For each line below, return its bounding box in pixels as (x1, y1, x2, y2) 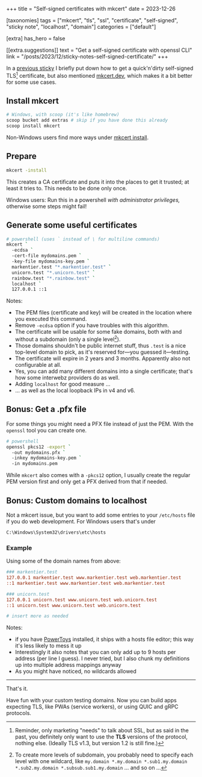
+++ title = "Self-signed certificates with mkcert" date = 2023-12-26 (6, 5, 176, 12)
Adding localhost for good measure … (14, 381, 111, 387)
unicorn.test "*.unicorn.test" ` (11, 269, 96, 276)
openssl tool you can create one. (6, 426, 87, 434)
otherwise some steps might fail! (6, 202, 87, 210)
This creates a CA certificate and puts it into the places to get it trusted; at (6, 178, 189, 186)
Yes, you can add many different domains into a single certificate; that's (14, 367, 193, 375)
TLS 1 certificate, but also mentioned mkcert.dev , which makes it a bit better (6, 71, 193, 79)
